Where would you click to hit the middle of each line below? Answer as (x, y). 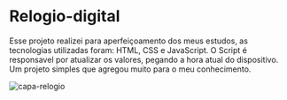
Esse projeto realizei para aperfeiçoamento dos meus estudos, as (128, 41)
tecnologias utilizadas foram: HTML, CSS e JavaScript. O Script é (128, 50)
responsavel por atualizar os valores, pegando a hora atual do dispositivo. (144, 59)
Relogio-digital (65, 16)
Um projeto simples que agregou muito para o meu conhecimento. (130, 69)
